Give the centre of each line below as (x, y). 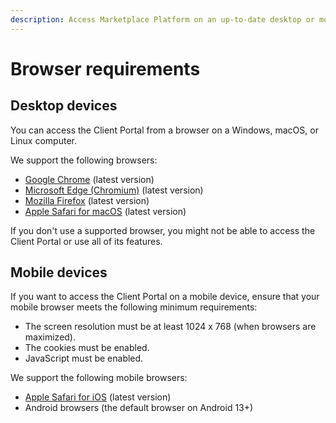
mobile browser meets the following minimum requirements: (134, 307)
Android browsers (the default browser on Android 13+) (139, 408)
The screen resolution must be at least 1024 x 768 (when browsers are (170, 327)
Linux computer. (43, 140)
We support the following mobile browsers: (99, 378)
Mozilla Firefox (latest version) (87, 200)
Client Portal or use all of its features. (86, 241)
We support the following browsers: (84, 160)
